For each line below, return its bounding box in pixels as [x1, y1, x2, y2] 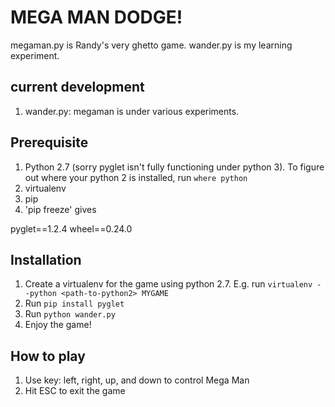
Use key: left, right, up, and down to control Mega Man [24, 374, 250, 386]
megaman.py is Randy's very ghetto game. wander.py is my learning [10, 39, 293, 51]
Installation [10, 251, 82, 268]
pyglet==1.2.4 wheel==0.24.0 [10, 222, 133, 235]
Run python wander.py [24, 308, 116, 320]
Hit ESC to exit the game [24, 385, 126, 397]
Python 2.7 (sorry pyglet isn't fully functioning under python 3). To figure [24, 161, 325, 173]
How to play [10, 347, 86, 365]
